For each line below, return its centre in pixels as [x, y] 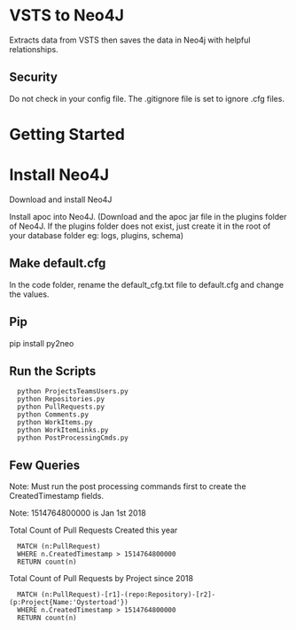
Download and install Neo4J [61, 199]
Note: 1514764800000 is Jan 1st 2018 [78, 513]
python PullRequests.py [61, 407]
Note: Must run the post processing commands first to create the [128, 486]
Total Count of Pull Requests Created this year [93, 530]
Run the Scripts [53, 371]
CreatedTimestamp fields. [57, 496]
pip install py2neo [42, 343]
